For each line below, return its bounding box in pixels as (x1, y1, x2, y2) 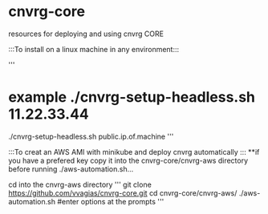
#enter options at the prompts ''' (57, 196, 164, 206)
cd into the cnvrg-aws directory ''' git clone (8, 180, 152, 189)
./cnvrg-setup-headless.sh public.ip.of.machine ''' (8, 131, 174, 141)
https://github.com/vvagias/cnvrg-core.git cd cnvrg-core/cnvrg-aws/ (8, 188, 238, 198)
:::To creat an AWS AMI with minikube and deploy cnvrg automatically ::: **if (8, 147, 260, 156)
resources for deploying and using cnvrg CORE (8, 29, 164, 38)
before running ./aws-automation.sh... (8, 164, 134, 174)
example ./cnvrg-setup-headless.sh (8, 88, 255, 107)
